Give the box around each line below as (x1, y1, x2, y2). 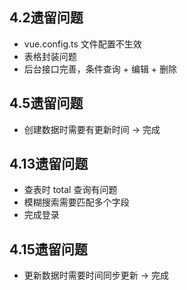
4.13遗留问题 (9, 156, 89, 173)
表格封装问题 (23, 50, 77, 62)
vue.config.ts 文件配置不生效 (23, 38, 142, 50)
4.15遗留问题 (9, 241, 88, 258)
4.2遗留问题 (9, 9, 84, 27)
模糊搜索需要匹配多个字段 (23, 196, 130, 208)
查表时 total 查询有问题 (23, 184, 118, 196)
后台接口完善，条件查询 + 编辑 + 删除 (23, 63, 178, 75)
